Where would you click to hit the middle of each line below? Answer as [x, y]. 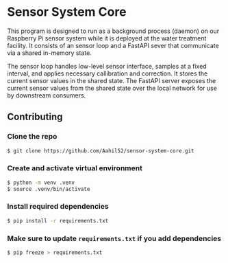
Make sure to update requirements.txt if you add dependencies [114, 238]
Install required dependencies [58, 207]
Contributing [35, 117]
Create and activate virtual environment [75, 168]
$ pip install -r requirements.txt [58, 220]
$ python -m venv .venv [41, 183]
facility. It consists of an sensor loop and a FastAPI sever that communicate [113, 45]
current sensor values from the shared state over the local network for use [112, 88]
